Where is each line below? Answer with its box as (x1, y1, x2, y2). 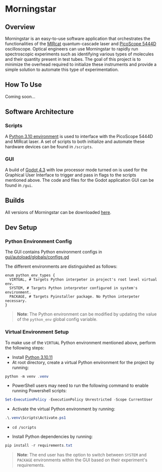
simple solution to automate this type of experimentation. (5, 67, 119, 72)
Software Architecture (5, 108, 74, 116)
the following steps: (5, 345, 45, 350)
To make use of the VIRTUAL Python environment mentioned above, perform (5, 339, 156, 346)
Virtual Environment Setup (5, 329, 69, 335)
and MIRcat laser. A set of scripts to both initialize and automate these (5, 139, 145, 144)
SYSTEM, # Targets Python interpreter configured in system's (9, 286, 138, 291)
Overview (5, 23, 35, 31)
